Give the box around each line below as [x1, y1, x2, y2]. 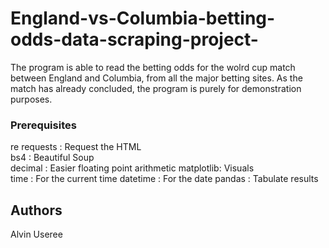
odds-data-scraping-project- [10, 28, 259, 51]
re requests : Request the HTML [10, 141, 142, 153]
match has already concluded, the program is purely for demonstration [10, 82, 302, 94]
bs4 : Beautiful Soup [10, 152, 95, 164]
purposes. [10, 93, 53, 105]
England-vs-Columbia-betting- [10, 7, 276, 30]
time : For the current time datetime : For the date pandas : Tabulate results [10, 173, 319, 185]
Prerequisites [10, 118, 77, 132]
